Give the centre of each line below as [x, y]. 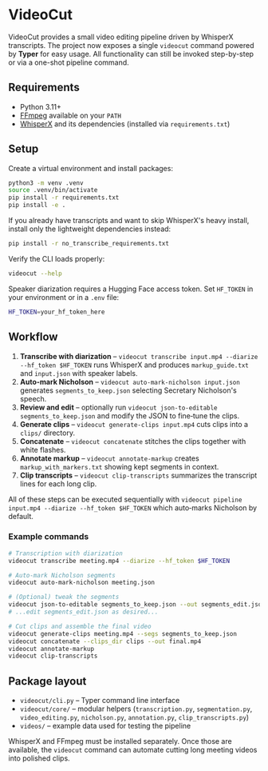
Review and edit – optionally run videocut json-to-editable [118, 407]
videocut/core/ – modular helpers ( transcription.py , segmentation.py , [136, 709]
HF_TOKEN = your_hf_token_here [57, 312]
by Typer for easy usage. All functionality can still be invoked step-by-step [131, 54]
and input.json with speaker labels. [79, 373]
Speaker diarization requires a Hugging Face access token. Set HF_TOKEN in [131, 289]
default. [21, 516]
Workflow [33, 337]
